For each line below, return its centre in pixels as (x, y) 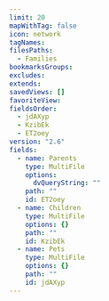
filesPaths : (31, 51)
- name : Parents (47, 158)
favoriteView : (35, 100)
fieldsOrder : (33, 109)
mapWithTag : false (43, 26)
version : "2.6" (37, 142)
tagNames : (27, 42)
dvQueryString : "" (66, 183)
